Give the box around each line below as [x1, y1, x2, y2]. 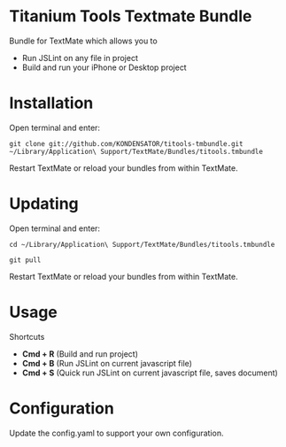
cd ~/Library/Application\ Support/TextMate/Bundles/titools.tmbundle [9, 240, 275, 249]
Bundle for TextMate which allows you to [9, 35, 158, 46]
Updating [9, 194, 80, 214]
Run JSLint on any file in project [21, 52, 139, 63]
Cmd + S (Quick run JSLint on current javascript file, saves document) [21, 367, 279, 378]
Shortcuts [9, 331, 45, 342]
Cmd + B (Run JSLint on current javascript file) [21, 358, 193, 368]
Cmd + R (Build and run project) [21, 348, 139, 359]
